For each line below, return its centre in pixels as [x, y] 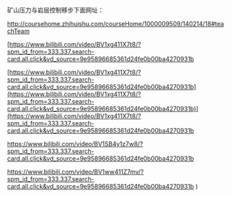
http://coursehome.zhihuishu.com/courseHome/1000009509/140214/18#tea [115, 24]
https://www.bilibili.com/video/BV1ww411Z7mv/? [76, 172]
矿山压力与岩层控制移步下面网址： [56, 10]
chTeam [18, 31]
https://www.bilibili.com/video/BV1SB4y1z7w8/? [75, 144]
